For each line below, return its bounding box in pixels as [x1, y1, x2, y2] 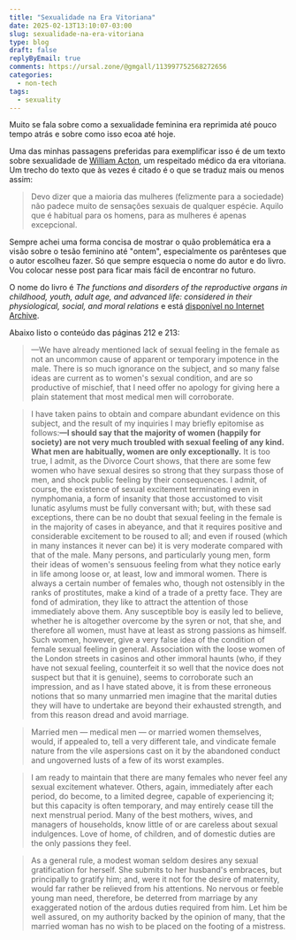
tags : [9, 87, 29, 96]
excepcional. [30, 220, 78, 230]
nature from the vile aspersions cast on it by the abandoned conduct [30, 745, 281, 757]
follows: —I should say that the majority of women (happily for [30, 428, 262, 438]
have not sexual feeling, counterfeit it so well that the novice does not [30, 663, 285, 674]
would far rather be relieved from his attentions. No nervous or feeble [30, 883, 285, 894]
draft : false [9, 46, 57, 55]
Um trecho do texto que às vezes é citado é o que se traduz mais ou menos [9, 165, 285, 175]
